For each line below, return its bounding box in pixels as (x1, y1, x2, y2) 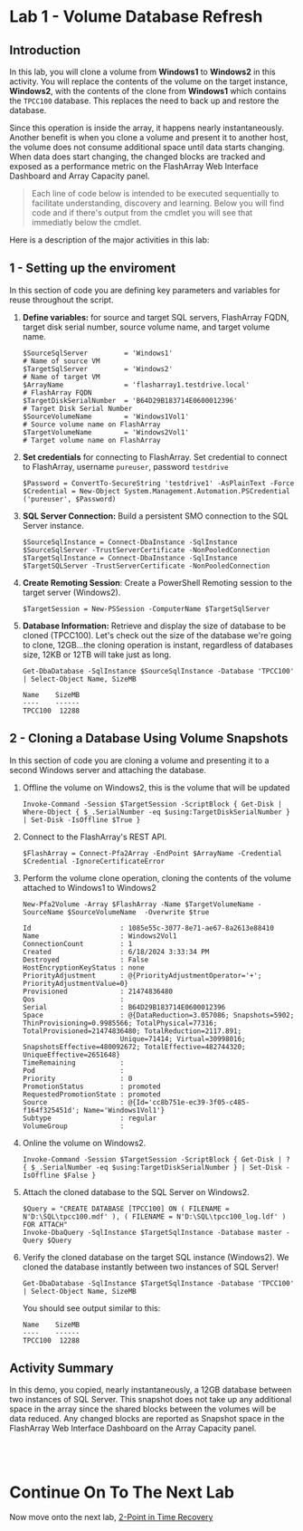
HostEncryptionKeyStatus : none (22, 962, 145, 972)
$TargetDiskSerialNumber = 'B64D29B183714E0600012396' (22, 396, 238, 405)
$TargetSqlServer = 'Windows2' (22, 364, 174, 373)
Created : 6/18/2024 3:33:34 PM (22, 947, 210, 956)
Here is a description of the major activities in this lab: (9, 234, 210, 245)
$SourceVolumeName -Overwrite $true (67, 907, 210, 916)
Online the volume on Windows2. (22, 1137, 147, 1148)
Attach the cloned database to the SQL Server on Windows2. (22, 1186, 251, 1197)
